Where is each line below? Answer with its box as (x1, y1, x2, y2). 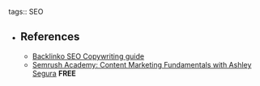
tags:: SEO (8, 7, 44, 16)
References (19, 30, 80, 43)
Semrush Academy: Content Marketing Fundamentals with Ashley (32, 59, 252, 69)
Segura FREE (32, 68, 77, 78)
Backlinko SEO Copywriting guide (32, 51, 144, 61)
